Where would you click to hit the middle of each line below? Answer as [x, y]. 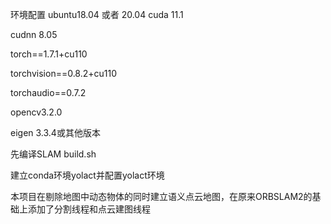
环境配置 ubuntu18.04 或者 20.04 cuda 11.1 [97, 14]
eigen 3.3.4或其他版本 [55, 132]
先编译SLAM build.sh [53, 154]
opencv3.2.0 [36, 112]
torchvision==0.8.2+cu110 [64, 73]
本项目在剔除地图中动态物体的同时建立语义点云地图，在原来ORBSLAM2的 [161, 196]
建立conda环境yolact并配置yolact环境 [87, 175]
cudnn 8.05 [34, 34]
